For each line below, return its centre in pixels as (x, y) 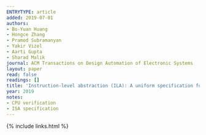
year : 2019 (20, 92)
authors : (17, 23)
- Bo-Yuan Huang (27, 29)
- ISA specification (33, 108)
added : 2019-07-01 (30, 18)
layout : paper (25, 69)
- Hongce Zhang (26, 35)
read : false (21, 75)
